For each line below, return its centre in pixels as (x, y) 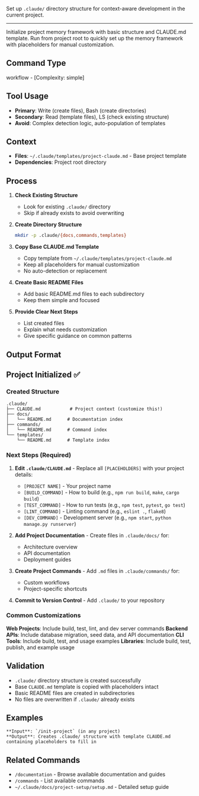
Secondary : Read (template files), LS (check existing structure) (92, 117)
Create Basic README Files (49, 283)
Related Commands (43, 760)
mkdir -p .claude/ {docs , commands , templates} (70, 236)
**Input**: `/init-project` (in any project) (63, 732)
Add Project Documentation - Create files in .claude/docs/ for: (92, 535)
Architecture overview (51, 547)
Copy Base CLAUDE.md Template (57, 247)
